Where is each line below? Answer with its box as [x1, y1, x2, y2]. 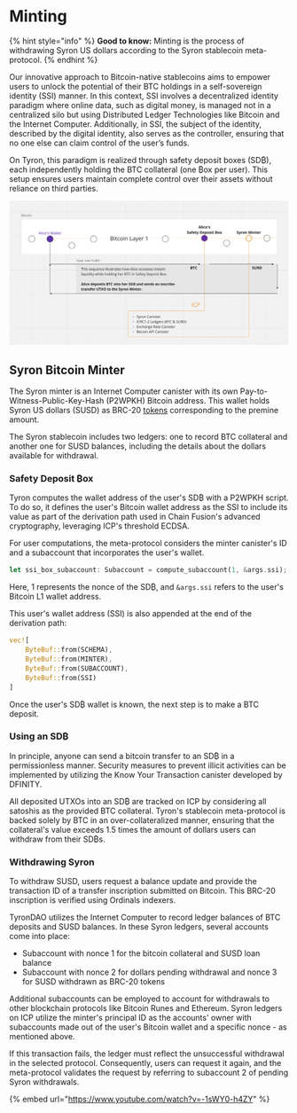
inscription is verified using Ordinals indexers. [9, 895, 176, 905]
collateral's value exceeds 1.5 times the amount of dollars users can [9, 824, 256, 835]
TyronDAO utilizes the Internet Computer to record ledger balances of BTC [9, 912, 281, 923]
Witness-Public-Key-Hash [9, 396, 105, 406]
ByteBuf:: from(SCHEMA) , [25, 646, 113, 654]
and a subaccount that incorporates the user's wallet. [9, 547, 205, 558]
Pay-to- [239, 386, 269, 396]
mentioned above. [9, 1031, 75, 1042]
